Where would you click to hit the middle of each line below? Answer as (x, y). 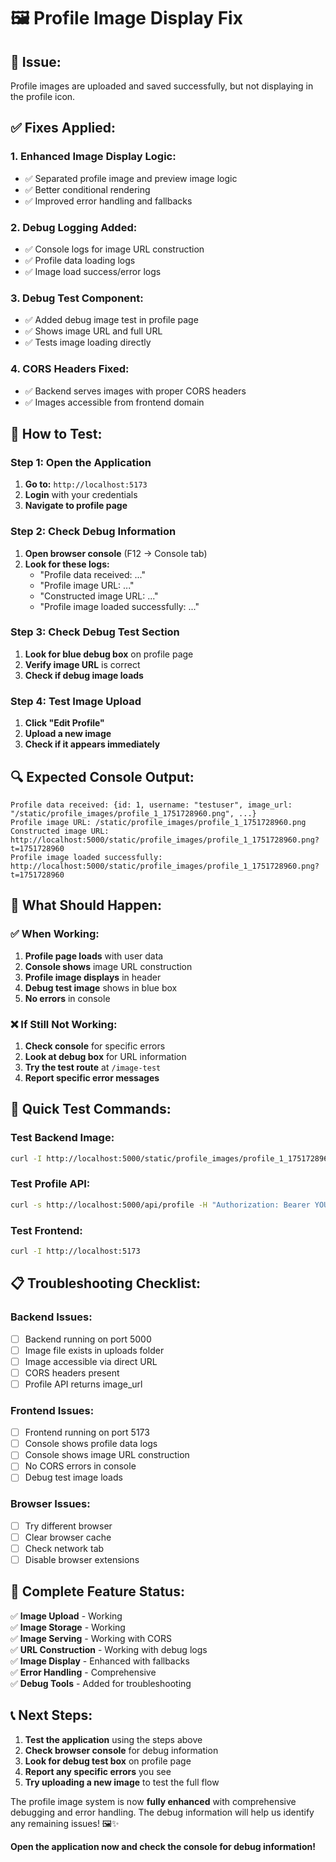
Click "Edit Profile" (64, 723)
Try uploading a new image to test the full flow (122, 1782)
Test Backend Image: (62, 1138)
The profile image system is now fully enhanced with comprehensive (153, 1801)
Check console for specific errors (95, 1046)
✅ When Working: (55, 934)
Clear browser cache (68, 1537)
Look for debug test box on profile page (108, 1761)
